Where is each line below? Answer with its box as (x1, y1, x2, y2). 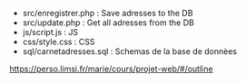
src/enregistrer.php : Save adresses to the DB (22, 8, 193, 18)
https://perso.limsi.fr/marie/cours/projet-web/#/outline (9, 63, 213, 74)
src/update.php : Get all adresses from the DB (22, 17, 195, 28)
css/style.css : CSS (22, 36, 95, 47)
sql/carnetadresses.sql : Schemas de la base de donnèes (22, 46, 238, 57)
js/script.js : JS (22, 27, 79, 37)
